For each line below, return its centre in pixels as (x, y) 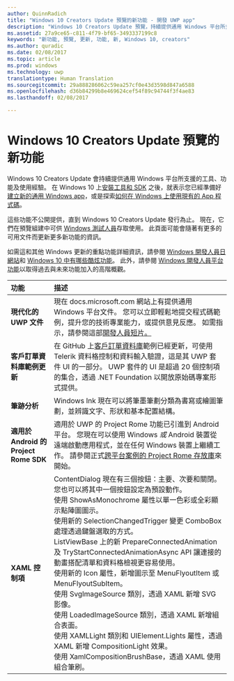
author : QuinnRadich (37, 14)
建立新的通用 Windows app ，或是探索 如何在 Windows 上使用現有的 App (110, 196)
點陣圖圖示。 (81, 510)
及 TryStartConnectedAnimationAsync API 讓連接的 (137, 552)
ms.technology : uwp (36, 72)
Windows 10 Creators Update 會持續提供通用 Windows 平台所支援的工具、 (114, 178)
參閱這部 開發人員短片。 (113, 333)
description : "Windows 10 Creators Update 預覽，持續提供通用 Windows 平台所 (116, 26)
